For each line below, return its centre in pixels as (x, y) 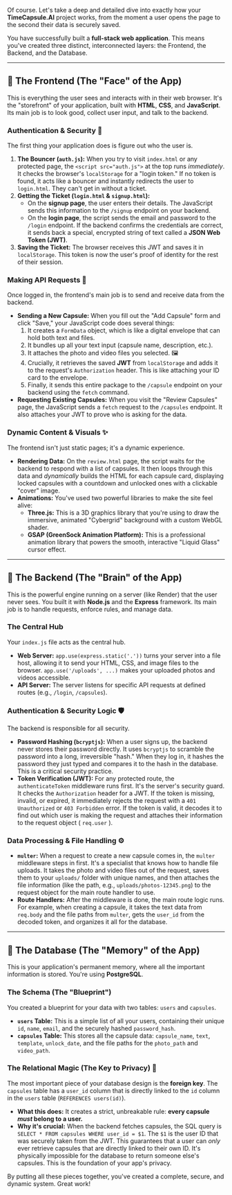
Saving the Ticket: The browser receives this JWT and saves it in (110, 247)
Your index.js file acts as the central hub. (67, 642)
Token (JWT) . (47, 240)
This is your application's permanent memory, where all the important (106, 967)
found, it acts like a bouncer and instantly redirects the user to (105, 181)
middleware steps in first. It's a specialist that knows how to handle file (118, 863)
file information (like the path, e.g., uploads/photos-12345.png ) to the (114, 885)
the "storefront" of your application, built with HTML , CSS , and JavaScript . (114, 105)
